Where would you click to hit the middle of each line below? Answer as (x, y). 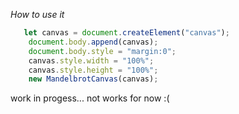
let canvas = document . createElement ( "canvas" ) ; (126, 33)
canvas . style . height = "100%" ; (93, 70)
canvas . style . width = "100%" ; (91, 60)
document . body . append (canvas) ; (93, 42)
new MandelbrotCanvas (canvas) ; (93, 79)
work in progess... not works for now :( (90, 98)
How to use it (37, 14)
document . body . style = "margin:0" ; (102, 51)
